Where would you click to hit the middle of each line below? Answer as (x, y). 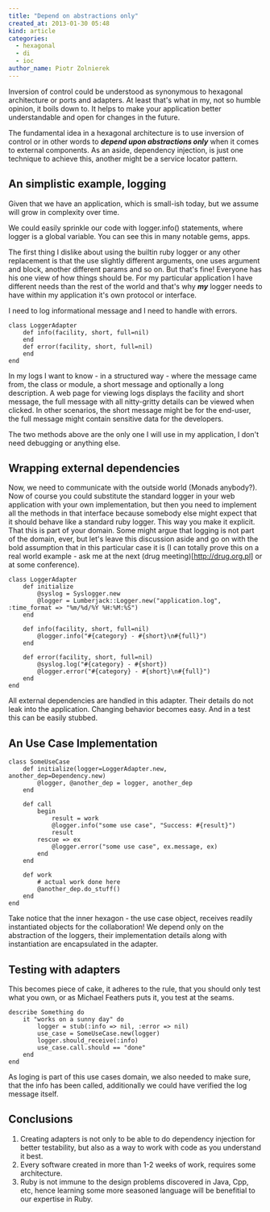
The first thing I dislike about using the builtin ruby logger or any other (124, 252)
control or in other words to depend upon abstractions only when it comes (134, 141)
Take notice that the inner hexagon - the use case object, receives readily (131, 919)
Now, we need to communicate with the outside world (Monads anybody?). (133, 488)
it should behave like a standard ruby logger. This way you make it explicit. (132, 522)
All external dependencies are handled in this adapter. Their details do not (131, 701)
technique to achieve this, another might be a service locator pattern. (123, 158)
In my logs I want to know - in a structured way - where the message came (133, 376)
